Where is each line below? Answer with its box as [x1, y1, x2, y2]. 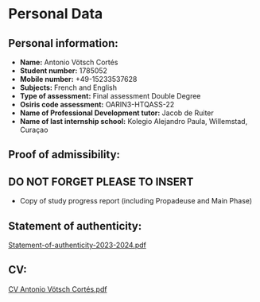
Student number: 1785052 [19, 66, 107, 75]
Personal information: [8, 37, 119, 50]
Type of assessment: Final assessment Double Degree [19, 91, 201, 100]
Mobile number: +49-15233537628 [19, 75, 138, 83]
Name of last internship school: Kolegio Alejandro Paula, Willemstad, [19, 117, 248, 126]
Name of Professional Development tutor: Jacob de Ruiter [19, 108, 215, 118]
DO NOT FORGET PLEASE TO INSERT [8, 175, 194, 188]
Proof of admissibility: [8, 148, 121, 161]
